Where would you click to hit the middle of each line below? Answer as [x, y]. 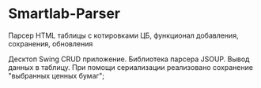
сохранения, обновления [51, 43]
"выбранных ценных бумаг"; [57, 75]
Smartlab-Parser [64, 14]
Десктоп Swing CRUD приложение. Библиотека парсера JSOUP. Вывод [129, 59]
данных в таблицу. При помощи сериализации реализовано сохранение [130, 67]
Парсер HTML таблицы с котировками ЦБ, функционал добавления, [123, 35]
